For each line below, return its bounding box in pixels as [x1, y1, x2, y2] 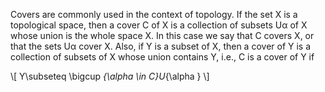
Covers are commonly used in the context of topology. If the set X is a [10, 9, 298, 20]
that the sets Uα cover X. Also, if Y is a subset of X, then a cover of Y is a [10, 40, 312, 52]
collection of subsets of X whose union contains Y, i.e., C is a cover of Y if [10, 51, 315, 63]
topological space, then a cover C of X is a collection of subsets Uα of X [10, 19, 308, 31]
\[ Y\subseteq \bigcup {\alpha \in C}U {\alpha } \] [10, 70, 210, 82]
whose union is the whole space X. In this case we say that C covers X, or [10, 30, 315, 41]
